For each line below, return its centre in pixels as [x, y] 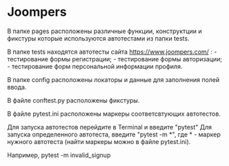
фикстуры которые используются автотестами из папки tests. [98, 38]
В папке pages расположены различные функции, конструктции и [104, 31]
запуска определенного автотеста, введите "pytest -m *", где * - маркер [114, 134]
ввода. [17, 87]
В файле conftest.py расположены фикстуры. [73, 100]
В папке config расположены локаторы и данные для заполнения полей [113, 79]
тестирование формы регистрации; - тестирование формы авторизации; [115, 59]
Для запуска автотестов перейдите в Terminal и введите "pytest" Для [110, 127]
